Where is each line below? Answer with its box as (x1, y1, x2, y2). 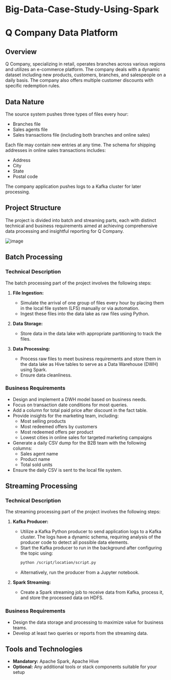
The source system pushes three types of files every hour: (5, 111, 129, 117)
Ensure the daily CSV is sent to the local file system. (12, 467, 123, 473)
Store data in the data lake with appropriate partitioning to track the (20, 330, 162, 336)
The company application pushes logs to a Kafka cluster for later (5, 183, 141, 189)
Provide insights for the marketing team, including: (12, 412, 119, 419)
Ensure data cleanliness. (20, 372, 72, 378)
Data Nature (5, 97, 44, 106)
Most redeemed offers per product (20, 429, 93, 435)
